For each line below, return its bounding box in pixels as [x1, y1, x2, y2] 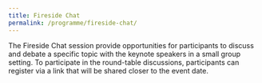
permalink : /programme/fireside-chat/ [8, 19, 137, 27]
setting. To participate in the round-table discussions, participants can [8, 57, 240, 67]
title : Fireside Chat [8, 11, 81, 20]
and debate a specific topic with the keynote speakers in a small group [8, 49, 241, 58]
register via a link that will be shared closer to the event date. [8, 66, 209, 75]
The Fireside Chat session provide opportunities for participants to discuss [8, 40, 254, 50]
